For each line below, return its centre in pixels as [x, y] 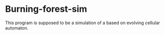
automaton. [17, 28]
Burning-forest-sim [46, 9]
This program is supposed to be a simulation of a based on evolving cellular [83, 23]
